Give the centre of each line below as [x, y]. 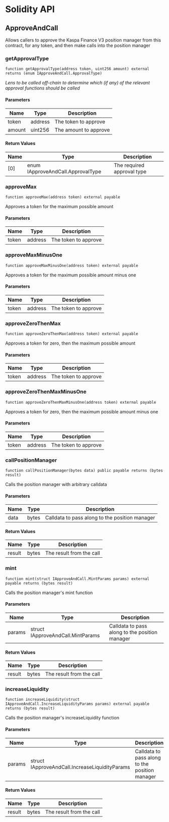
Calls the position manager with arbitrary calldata [56, 484]
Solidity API [30, 9]
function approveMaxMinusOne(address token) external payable [72, 265]
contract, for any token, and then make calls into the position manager [78, 45]
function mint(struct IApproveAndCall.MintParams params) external [77, 579]
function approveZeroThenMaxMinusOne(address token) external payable [81, 402]
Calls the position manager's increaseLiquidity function [62, 718]
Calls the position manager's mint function [49, 593]
